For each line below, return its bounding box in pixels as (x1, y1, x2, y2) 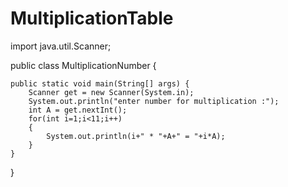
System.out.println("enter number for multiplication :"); (28, 96, 280, 106)
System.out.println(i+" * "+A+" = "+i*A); (46, 131, 226, 141)
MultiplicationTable (10, 7, 174, 30)
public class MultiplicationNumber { (10, 59, 157, 71)
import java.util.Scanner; (10, 40, 112, 52)
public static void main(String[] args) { (10, 78, 190, 89)
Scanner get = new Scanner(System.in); (28, 87, 195, 97)
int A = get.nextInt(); (28, 105, 128, 115)
